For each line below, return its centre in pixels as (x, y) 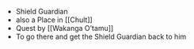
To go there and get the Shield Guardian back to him (101, 36)
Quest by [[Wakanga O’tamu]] (65, 28)
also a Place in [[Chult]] (54, 20)
